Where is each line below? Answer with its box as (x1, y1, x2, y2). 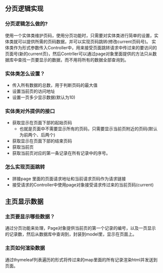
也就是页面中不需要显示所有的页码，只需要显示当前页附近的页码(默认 (19, 126, 158, 132)
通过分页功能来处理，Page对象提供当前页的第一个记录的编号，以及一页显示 (5, 225, 156, 231)
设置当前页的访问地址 (12, 88, 55, 94)
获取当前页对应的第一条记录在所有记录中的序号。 (12, 150, 110, 156)
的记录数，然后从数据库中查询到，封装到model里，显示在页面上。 (5, 231, 137, 237)
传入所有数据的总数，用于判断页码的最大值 (12, 82, 98, 88)
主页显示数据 (5, 197, 44, 206)
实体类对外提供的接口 (5, 108, 55, 115)
